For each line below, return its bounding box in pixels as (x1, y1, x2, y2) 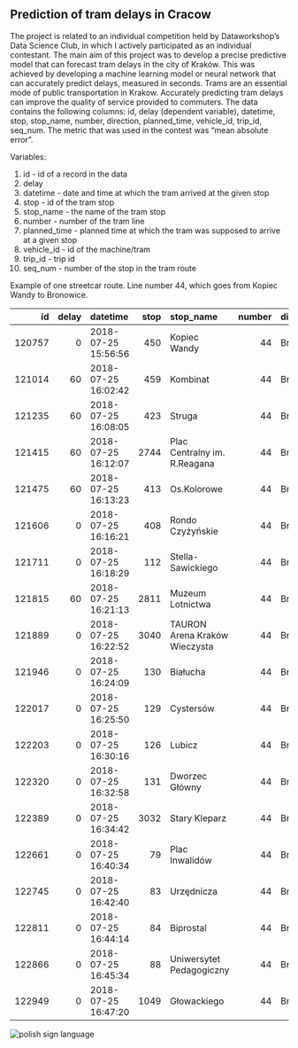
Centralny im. (170, 446, 225, 458)
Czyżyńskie (170, 525, 219, 537)
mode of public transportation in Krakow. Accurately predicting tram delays (10, 87, 284, 98)
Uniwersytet (170, 952, 220, 965)
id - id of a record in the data (22, 168, 127, 179)
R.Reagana (170, 457, 215, 469)
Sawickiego (170, 561, 218, 574)
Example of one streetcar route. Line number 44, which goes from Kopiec (10, 279, 278, 291)
